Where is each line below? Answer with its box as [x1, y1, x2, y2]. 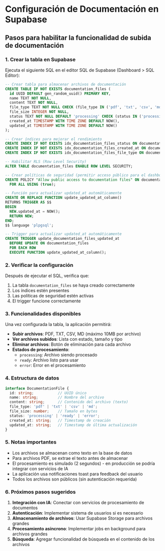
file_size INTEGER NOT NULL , [9, 109, 69, 114]
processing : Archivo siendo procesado [19, 352, 97, 358]
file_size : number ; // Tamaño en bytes [9, 409, 98, 414]
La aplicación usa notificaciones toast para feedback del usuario [12, 471, 143, 477]
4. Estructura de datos [5, 375, 59, 382]
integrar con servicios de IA [12, 465, 69, 471]
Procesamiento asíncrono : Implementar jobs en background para [12, 525, 146, 531]
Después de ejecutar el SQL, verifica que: [5, 273, 89, 279]
